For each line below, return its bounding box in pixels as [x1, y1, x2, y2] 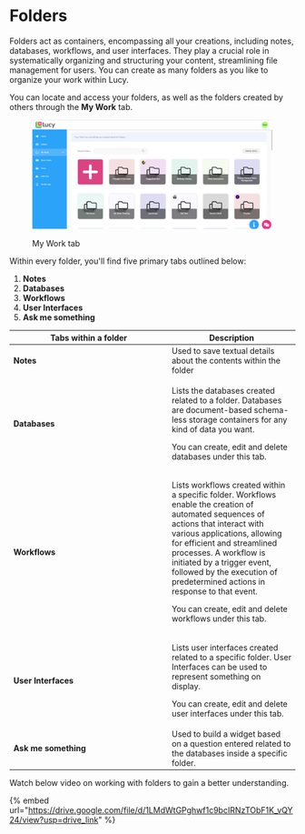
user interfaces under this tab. [172, 708, 284, 718]
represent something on [172, 670, 261, 682]
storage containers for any [189, 415, 288, 426]
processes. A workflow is [172, 548, 266, 558]
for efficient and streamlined [172, 538, 278, 548]
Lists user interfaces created [172, 642, 279, 653]
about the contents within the [172, 355, 281, 366]
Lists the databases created [172, 386, 275, 397]
